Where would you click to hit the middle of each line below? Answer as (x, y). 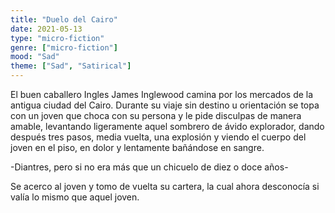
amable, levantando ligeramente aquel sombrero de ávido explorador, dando (167, 126)
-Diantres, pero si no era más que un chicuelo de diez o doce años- (149, 167)
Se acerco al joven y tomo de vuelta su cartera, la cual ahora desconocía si (165, 186)
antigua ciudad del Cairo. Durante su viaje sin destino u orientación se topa (165, 105)
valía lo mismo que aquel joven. (75, 197)
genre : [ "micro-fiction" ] (64, 47)
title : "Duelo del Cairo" (64, 19)
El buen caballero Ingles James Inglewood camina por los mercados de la (162, 94)
